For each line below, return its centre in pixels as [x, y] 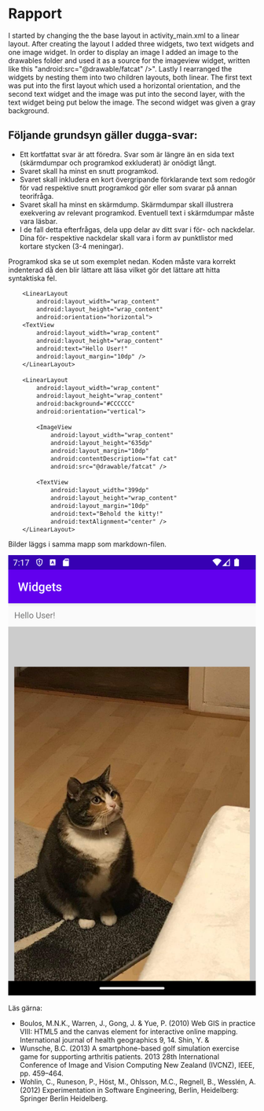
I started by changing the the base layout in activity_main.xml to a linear [124, 35]
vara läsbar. [38, 221]
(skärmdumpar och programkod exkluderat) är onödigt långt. [118, 163]
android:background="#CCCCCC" [86, 403]
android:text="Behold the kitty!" [106, 513]
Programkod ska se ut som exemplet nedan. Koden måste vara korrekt [122, 261]
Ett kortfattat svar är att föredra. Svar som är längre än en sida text [127, 154]
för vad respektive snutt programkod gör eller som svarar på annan [128, 188]
